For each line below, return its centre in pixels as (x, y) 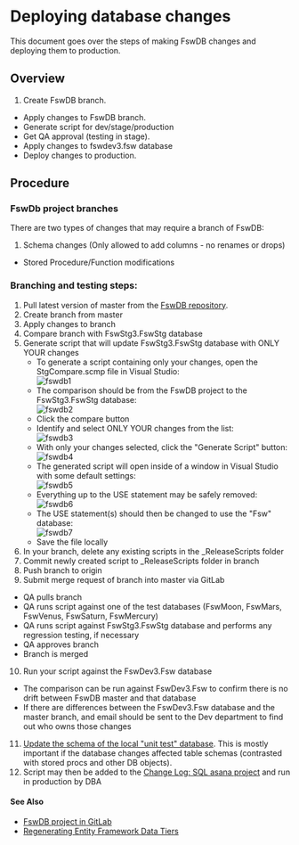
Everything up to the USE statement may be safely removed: (147, 494)
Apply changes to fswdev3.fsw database (97, 145)
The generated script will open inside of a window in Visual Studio (157, 466)
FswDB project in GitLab (67, 821)
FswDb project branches (65, 209)
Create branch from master (73, 315)
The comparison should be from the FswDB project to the (141, 390)
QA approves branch (61, 644)
